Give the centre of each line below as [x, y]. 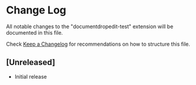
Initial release [31, 76]
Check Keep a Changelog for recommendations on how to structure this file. [98, 44]
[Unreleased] [31, 62]
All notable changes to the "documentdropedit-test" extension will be [90, 26]
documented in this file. [35, 32]
